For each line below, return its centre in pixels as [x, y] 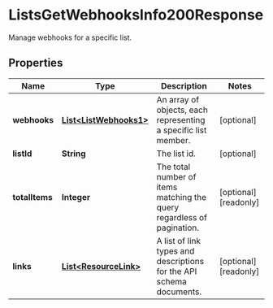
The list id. [176, 154]
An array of [178, 99]
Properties [36, 63]
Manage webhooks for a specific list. [70, 37]
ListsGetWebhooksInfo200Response [136, 15]
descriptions [180, 261]
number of [176, 176]
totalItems [32, 197]
